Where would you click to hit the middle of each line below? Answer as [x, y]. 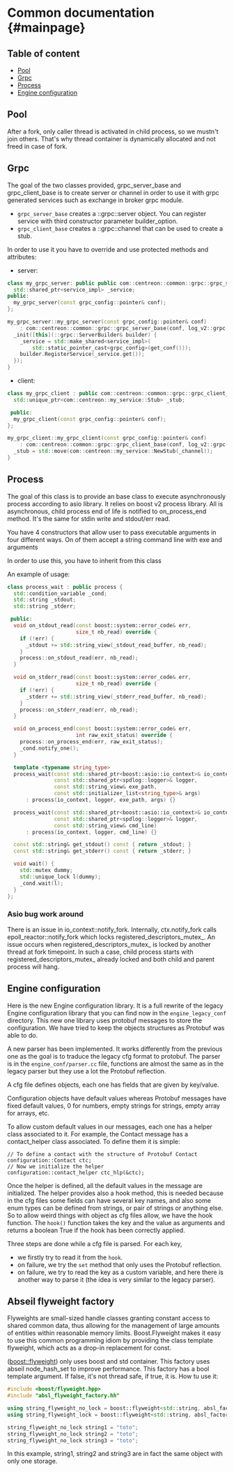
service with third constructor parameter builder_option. [97, 221]
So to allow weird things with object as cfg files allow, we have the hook [110, 1215]
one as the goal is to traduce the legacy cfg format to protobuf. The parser [114, 1056]
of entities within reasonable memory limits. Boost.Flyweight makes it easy [114, 1333]
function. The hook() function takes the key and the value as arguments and [116, 1222]
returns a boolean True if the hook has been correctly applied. [96, 1230]
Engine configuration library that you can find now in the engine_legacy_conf [117, 1013]
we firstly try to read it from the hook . [70, 1257]
